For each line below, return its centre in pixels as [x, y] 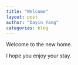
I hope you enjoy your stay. [39, 56]
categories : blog [27, 28]
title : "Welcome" [27, 11]
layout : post [22, 17]
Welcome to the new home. [39, 45]
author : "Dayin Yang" [33, 22]
